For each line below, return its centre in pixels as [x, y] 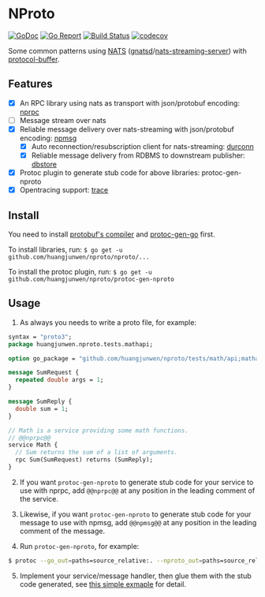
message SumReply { [40, 402]
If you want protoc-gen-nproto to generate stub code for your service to [136, 482]
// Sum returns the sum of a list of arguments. [97, 453]
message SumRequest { [44, 373]
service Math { [33, 445]
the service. [39, 498]
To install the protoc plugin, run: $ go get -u [80, 272]
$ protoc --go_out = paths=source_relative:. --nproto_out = [105, 561]
